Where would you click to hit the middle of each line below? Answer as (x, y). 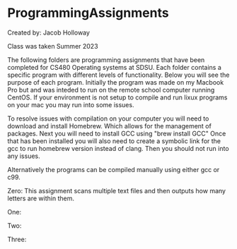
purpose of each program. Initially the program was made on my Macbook (116, 82)
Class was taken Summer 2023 (53, 46)
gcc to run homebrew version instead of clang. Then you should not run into (118, 148)
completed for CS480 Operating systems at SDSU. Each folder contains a (114, 67)
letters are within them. (41, 198)
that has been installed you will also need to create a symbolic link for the (114, 141)
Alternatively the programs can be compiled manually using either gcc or (114, 169)
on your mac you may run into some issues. (71, 104)
